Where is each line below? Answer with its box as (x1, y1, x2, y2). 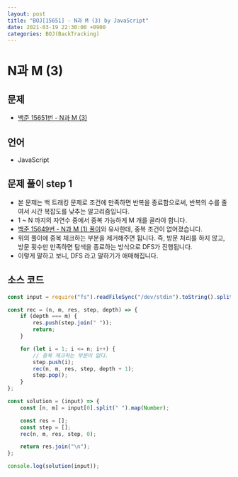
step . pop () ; (33, 372, 69, 379)
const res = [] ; (20, 417, 69, 424)
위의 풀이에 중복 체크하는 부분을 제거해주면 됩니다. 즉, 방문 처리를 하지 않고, (17, 234, 225, 242)
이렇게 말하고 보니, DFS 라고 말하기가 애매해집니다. (17, 251, 159, 260)
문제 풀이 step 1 (7, 178, 73, 190)
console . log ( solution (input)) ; (7, 463, 100, 470)
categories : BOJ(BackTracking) (7, 30, 100, 38)
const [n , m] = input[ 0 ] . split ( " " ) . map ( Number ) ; (20, 404, 170, 412)
